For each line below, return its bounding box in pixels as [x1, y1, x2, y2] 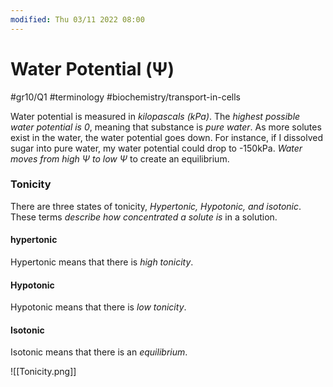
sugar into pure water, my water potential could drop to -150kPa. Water [10, 142, 303, 154]
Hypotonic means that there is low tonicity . [10, 301, 187, 313]
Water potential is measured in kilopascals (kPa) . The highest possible [10, 110, 301, 122]
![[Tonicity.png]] [10, 366, 77, 378]
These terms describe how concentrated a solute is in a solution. [10, 211, 278, 223]
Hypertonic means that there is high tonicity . [10, 256, 194, 268]
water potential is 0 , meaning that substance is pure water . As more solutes [10, 121, 322, 133]
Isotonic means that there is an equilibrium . [10, 346, 188, 358]
